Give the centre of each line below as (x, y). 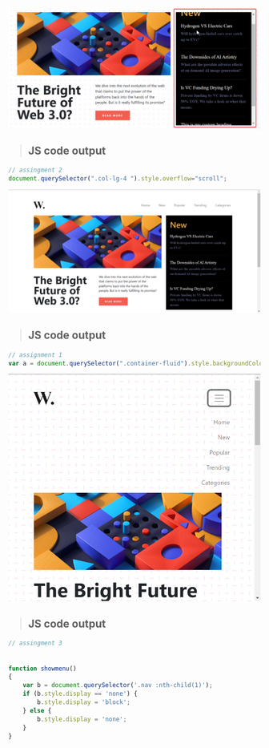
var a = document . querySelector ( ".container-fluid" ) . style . (111, 363)
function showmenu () (43, 669)
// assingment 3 (35, 643)
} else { (37, 710)
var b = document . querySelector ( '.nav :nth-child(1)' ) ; (118, 685)
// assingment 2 (35, 170)
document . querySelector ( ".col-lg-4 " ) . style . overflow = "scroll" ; (118, 179)
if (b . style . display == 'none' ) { (80, 694)
